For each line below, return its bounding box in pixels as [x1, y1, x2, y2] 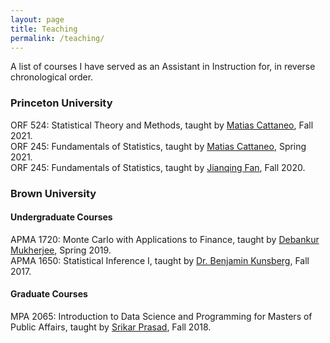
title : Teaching [10, 24, 78, 34]
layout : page [10, 14, 65, 25]
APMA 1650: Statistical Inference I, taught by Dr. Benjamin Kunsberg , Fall [10, 254, 310, 266]
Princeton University [10, 96, 113, 110]
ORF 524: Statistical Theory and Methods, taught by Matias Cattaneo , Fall [10, 119, 314, 131]
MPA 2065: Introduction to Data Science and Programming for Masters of [10, 311, 313, 322]
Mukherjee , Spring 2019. [10, 244, 112, 256]
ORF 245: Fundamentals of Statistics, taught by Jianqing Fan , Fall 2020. [10, 161, 306, 173]
